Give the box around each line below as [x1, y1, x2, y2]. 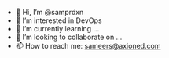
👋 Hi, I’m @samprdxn [15, 8, 84, 16]
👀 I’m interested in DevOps [15, 16, 102, 25]
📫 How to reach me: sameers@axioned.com [15, 42, 161, 50]
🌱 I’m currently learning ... [15, 24, 100, 33]
